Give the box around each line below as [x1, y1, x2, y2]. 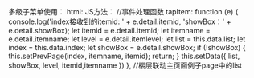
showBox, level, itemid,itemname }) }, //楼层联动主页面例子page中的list [8, 60, 243, 70]
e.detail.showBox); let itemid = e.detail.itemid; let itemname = [8, 26, 211, 35]
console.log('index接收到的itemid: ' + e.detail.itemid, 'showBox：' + [8, 17, 231, 26]
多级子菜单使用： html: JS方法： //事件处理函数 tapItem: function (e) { [8, 7, 239, 16]
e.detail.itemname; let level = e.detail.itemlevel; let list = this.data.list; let [8, 34, 246, 44]
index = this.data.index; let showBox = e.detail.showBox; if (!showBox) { [8, 43, 247, 52]
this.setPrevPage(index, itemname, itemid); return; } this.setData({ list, [8, 51, 240, 60]
